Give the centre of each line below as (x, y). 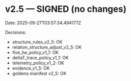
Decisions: (16, 32)
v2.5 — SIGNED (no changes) (66, 9)
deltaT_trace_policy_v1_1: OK (40, 57)
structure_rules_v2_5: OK (37, 42)
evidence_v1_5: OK (31, 68)
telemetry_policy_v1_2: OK (38, 63)
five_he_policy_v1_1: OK (35, 52)
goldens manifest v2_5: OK (39, 73)
